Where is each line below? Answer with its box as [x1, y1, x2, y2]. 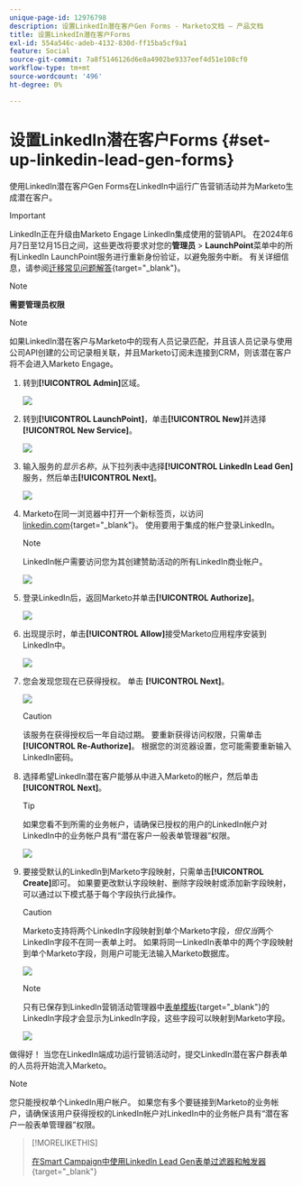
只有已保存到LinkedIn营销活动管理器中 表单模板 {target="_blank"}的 [22, 1001, 270, 1012]
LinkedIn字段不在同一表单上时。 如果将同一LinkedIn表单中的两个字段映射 [22, 936, 294, 947]
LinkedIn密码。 [22, 751, 78, 762]
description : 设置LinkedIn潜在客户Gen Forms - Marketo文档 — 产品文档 [9, 22, 264, 31]
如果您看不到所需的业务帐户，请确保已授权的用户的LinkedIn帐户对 [22, 818, 268, 830]
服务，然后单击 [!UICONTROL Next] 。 [22, 472, 162, 483]
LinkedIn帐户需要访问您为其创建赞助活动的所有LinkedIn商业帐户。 [22, 556, 268, 566]
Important [9, 209, 46, 221]
